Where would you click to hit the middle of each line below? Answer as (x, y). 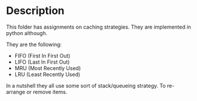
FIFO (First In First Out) (42, 55)
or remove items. (47, 92)
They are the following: (34, 44)
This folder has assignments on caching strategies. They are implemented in (98, 27)
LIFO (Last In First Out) (42, 62)
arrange (16, 92)
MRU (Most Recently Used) (48, 68)
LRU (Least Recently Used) (47, 74)
